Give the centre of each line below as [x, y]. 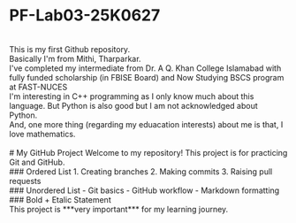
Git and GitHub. [37, 162]
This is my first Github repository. [70, 49]
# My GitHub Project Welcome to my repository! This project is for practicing [148, 152]
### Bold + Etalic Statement [61, 199]
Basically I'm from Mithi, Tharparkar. [75, 58]
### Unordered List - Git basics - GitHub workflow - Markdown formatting [144, 190]
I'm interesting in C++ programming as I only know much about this [132, 96]
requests [25, 181]
